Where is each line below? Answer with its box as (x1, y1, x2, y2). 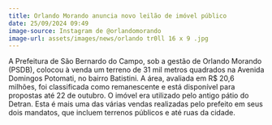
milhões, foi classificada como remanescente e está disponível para (8, 82, 235, 92)
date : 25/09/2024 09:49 (8, 19, 89, 27)
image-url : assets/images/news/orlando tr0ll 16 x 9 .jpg (8, 34, 209, 43)
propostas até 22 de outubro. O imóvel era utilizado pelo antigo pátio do (8, 90, 249, 101)
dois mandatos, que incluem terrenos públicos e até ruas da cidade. (8, 108, 235, 118)
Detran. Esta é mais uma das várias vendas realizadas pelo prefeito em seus (8, 99, 264, 109)
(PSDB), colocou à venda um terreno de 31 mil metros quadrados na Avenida (8, 65, 265, 75)
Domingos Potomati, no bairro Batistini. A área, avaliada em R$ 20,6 (8, 73, 235, 83)
